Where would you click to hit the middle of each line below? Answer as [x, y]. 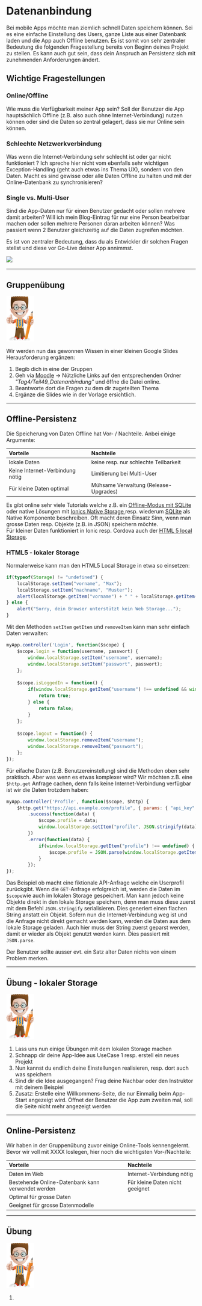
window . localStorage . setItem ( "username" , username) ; [95, 658]
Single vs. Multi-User [38, 198]
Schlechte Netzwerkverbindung [54, 144]
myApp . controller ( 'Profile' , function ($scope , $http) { [78, 802]
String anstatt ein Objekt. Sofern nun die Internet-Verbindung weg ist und [97, 915]
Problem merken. [28, 958]
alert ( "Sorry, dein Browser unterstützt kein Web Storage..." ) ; [99, 609]
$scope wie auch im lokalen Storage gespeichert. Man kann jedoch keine [95, 896]
